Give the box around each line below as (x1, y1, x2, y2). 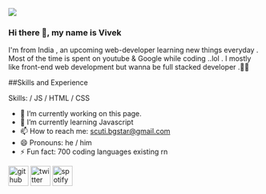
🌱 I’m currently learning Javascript (19, 117, 134, 127)
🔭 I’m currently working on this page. (19, 109, 142, 119)
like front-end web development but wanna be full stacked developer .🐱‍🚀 (8, 63, 250, 72)
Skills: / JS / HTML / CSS (8, 93, 91, 103)
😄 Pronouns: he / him (19, 138, 92, 148)
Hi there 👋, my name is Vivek (8, 26, 122, 38)
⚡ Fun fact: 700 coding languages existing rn (19, 147, 168, 156)
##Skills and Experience (8, 78, 88, 87)
